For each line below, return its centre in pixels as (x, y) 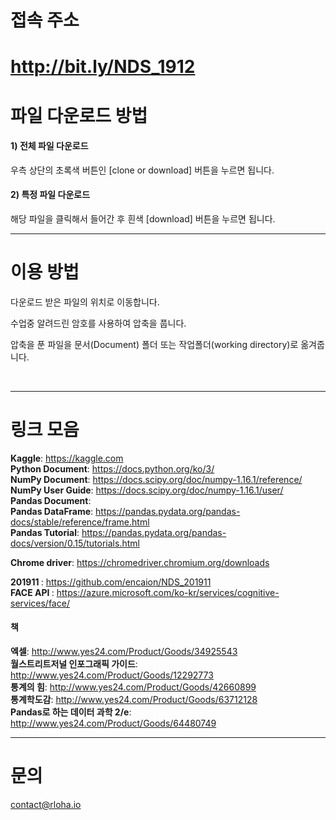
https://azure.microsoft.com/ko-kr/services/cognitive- (168, 592)
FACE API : (32, 592)
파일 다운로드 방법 (79, 115)
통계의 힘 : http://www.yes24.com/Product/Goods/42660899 (133, 687)
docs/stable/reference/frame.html (80, 522)
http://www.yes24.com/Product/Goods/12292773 (112, 675)
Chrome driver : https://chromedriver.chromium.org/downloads (140, 562)
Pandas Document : (51, 500)
